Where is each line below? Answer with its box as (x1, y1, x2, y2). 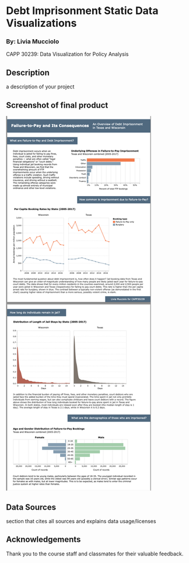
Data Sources (6, 502, 57, 512)
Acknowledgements (6, 534, 81, 545)
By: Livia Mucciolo (6, 37, 60, 46)
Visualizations (6, 16, 77, 30)
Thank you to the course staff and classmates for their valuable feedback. (6, 550, 184, 557)
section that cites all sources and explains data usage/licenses (6, 517, 156, 524)
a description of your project (6, 83, 75, 90)
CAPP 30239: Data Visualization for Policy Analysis (6, 51, 129, 58)
